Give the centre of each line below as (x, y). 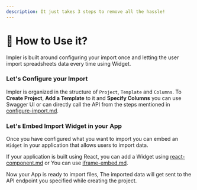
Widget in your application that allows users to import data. (77, 145)
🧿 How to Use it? (47, 41)
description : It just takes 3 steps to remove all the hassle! (86, 12)
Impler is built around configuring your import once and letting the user (93, 57)
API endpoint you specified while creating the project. (72, 181)
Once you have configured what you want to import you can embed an (92, 139)
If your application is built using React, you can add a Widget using (88, 157)
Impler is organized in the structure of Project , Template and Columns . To (94, 92)
